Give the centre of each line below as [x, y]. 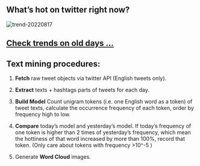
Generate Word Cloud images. [53, 157]
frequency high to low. [43, 114]
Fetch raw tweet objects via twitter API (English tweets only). [91, 78]
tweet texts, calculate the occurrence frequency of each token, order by [105, 108]
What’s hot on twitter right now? [68, 10]
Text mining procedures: [53, 63]
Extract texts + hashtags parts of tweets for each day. [82, 90]
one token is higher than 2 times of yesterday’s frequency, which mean [103, 132]
